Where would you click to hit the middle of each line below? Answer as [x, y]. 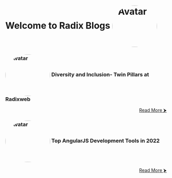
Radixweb [18, 99]
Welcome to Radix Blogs [58, 25]
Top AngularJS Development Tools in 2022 [105, 141]
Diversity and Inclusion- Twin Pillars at [100, 75]
